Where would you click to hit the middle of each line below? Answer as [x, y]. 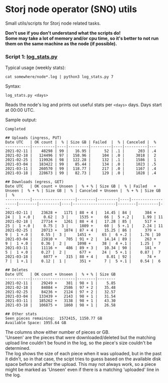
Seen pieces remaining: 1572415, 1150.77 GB [54, 319]
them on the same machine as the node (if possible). [61, 43]
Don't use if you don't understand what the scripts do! [63, 33]
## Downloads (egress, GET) [35, 182]
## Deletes [17, 270]
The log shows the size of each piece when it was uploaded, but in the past [83, 354]
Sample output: [21, 120]
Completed [16, 129]
